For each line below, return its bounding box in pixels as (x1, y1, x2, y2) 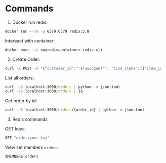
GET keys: (5, 126, 26, 132)
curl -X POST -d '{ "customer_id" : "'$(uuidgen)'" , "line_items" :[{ (5, 66, 145, 71)
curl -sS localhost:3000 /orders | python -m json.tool (5, 84, 121, 89)
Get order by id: (5, 98, 37, 104)
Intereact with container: (5, 38, 55, 43)
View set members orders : (5, 144, 59, 151)
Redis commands (12, 117, 48, 122)
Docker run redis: (12, 19, 48, 25)
